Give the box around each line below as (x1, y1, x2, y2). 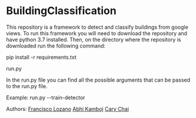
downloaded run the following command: (6, 42, 106, 49)
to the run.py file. (6, 82, 48, 89)
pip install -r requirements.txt (6, 53, 77, 60)
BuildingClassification (6, 4, 117, 18)
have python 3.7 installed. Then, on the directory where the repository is (6, 36, 181, 43)
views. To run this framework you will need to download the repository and (6, 29, 187, 36)
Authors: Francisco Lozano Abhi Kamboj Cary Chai (6, 105, 129, 112)
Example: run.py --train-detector (6, 94, 85, 101)
